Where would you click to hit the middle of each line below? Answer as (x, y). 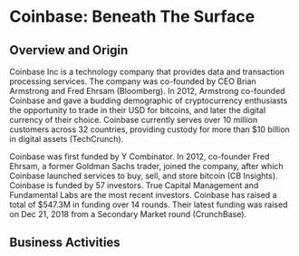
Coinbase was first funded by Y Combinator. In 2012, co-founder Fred (140, 156)
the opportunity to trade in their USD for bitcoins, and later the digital (138, 110)
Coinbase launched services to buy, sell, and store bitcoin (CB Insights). (144, 175)
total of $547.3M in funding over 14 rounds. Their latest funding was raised (149, 204)
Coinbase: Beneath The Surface (132, 17)
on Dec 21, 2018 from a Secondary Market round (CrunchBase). (128, 214)
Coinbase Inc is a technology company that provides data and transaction (147, 71)
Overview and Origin (69, 50)
